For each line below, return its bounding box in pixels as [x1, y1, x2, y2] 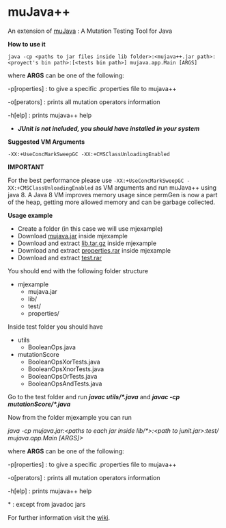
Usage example [8, 211, 53, 219]
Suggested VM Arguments [8, 138, 85, 146]
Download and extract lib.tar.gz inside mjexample [17, 239, 156, 247]
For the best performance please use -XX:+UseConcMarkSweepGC [8, 176, 184, 184]
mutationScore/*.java [8, 400, 71, 408]
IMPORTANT [8, 162, 44, 171]
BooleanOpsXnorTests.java [27, 364, 104, 373]
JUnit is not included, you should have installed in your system [17, 124, 200, 132]
